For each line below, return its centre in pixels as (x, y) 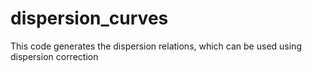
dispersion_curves (89, 18)
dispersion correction (54, 56)
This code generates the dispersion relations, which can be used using (156, 46)
